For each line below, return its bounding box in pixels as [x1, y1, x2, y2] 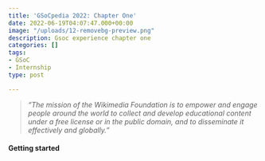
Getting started [8, 143, 60, 153]
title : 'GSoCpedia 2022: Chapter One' [8, 11, 137, 20]
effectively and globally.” [27, 125, 110, 135]
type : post [8, 71, 45, 79]
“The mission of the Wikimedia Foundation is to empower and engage [27, 100, 258, 109]
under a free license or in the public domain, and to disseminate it [27, 116, 244, 126]
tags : [8, 49, 26, 57]
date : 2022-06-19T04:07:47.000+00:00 [8, 19, 134, 27]
